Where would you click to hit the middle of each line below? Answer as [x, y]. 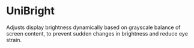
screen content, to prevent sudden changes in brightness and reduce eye [97, 33]
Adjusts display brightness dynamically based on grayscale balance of [94, 27]
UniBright [31, 11]
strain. [14, 40]
